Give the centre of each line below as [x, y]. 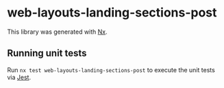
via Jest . [19, 77]
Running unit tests [47, 53]
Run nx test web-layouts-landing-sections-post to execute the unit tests [111, 69]
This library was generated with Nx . [57, 32]
